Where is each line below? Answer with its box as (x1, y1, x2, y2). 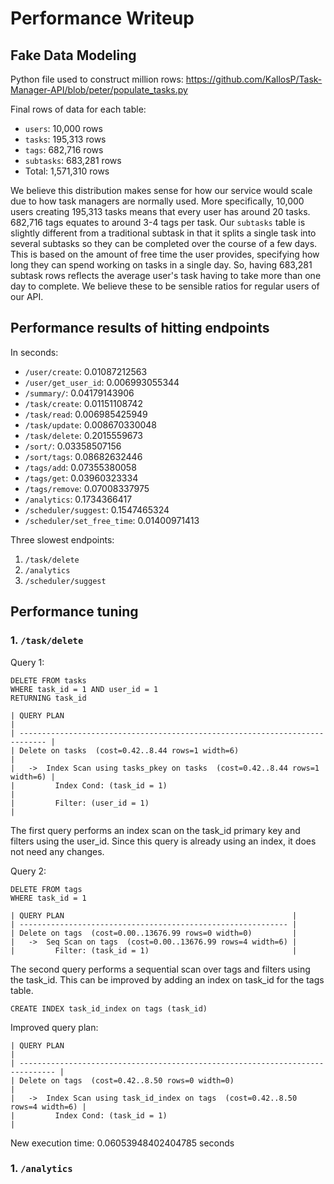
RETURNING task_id (10, 693, 87, 703)
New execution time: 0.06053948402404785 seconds (10, 1137, 235, 1149)
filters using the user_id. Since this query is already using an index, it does (10, 835, 317, 847)
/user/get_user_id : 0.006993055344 (24, 376, 180, 388)
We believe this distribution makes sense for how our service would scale (10, 185, 313, 196)
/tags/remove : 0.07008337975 (24, 482, 150, 494)
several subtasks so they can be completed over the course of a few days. (10, 238, 318, 249)
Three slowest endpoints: (10, 533, 115, 546)
